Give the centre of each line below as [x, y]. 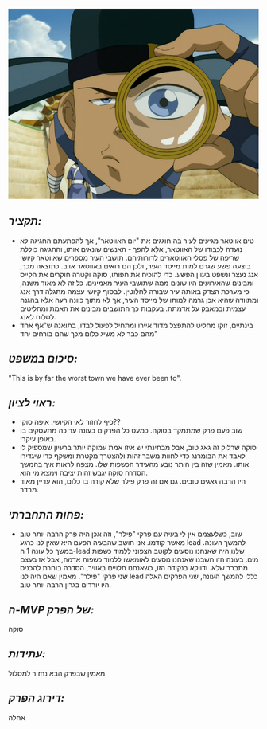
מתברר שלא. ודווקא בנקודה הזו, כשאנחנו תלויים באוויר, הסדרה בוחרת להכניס [134, 568]
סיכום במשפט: [43, 359]
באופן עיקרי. [38, 439]
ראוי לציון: [32, 403]
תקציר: [25, 221]
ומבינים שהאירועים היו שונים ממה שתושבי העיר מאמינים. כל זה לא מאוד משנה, [137, 283]
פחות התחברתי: [46, 515]
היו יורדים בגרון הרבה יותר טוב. [65, 585]
